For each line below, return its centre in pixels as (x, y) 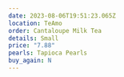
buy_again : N (30, 61)
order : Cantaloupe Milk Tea (55, 30)
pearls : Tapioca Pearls (48, 53)
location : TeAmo (35, 23)
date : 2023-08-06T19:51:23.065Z (62, 16)
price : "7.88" (32, 46)
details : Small (34, 38)
